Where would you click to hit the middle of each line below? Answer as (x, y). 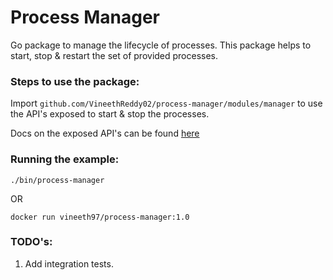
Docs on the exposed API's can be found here (105, 133)
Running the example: (65, 159)
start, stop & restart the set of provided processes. (114, 55)
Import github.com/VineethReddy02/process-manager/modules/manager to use (166, 103)
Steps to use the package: (75, 81)
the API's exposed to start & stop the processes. (110, 114)
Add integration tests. (69, 263)
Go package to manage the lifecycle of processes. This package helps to (161, 45)
